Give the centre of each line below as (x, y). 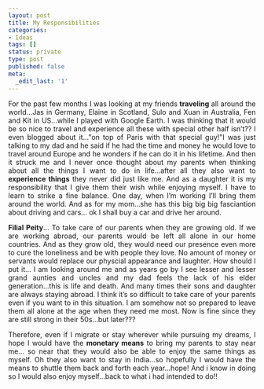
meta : (17, 74)
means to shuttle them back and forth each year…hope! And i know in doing (132, 368)
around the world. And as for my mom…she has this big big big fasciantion (132, 204)
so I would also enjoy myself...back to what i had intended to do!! (113, 376)
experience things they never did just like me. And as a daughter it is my (132, 178)
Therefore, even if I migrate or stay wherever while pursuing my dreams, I (132, 334)
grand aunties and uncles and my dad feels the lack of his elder (132, 277)
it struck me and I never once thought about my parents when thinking (132, 162)
